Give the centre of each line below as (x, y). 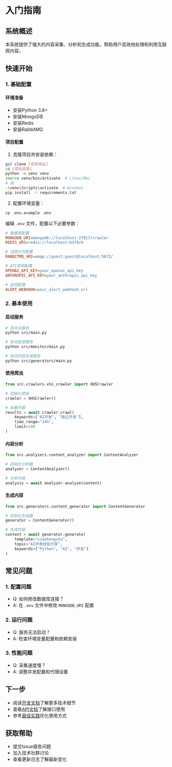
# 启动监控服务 (19, 342)
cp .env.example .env (28, 213)
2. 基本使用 (19, 303)
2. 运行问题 (19, 620)
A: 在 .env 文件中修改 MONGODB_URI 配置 (53, 605)
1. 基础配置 (18, 84)
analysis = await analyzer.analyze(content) (53, 483)
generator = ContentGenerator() (40, 521)
